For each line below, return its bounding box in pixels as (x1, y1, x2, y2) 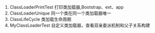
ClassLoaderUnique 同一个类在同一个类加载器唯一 (9, 10, 111, 16)
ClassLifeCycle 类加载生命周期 (9, 16, 72, 22)
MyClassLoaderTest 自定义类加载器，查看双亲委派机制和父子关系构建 (9, 22, 151, 28)
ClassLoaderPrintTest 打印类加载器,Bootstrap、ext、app (9, 4, 124, 10)
